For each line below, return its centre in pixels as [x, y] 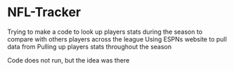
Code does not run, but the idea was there [69, 60]
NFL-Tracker [44, 12]
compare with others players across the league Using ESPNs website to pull [117, 39]
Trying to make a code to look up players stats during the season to [105, 32]
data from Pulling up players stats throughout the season [90, 46]
